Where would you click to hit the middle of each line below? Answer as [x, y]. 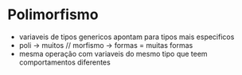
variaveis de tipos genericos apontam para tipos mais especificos [127, 37]
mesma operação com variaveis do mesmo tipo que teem [113, 53]
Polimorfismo [53, 15]
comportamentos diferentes [64, 62]
